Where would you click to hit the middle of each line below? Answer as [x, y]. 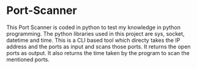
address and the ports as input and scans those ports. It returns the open [98, 47]
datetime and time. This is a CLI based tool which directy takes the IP [93, 40]
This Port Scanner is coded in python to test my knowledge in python [93, 27]
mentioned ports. [28, 59]
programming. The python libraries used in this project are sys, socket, [95, 33]
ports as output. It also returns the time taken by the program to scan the [98, 53]
